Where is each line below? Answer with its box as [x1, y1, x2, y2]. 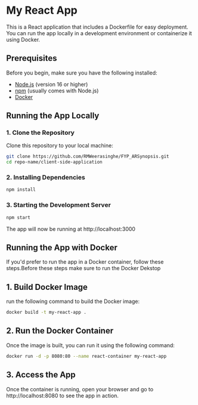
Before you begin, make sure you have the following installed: [6, 69, 157, 76]
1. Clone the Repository [6, 129, 75, 137]
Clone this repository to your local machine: [6, 142, 113, 149]
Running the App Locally [6, 111, 100, 121]
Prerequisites [6, 53, 57, 63]
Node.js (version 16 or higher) [14, 81, 88, 88]
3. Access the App [6, 370, 76, 380]
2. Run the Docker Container [6, 326, 114, 336]
